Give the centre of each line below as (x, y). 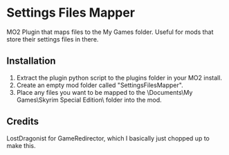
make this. (21, 145)
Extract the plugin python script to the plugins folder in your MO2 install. (119, 77)
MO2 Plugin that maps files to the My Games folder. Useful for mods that (110, 32)
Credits (23, 121)
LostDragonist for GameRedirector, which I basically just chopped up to (108, 138)
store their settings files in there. (53, 39)
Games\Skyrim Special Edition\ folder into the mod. (89, 100)
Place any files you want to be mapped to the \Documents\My (104, 92)
